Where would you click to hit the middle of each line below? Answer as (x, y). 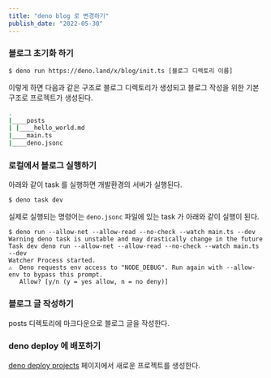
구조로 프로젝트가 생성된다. (51, 98)
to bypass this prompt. (63, 275)
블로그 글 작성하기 (41, 304)
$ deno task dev (36, 200)
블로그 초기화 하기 (41, 54)
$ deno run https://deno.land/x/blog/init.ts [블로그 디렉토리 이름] (121, 71)
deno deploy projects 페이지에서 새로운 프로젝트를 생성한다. (105, 365)
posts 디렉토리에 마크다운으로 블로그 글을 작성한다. (89, 323)
